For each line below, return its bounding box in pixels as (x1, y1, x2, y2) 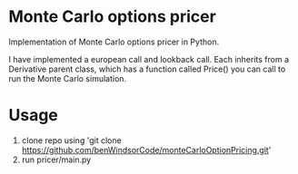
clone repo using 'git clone (21, 134, 122, 146)
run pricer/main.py (21, 154, 92, 165)
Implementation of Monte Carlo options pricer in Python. (8, 36, 220, 47)
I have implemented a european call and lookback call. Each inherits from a (8, 53, 290, 64)
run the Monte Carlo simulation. (8, 72, 127, 83)
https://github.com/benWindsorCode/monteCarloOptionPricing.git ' (21, 144, 272, 155)
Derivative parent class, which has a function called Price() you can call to (8, 63, 286, 74)
